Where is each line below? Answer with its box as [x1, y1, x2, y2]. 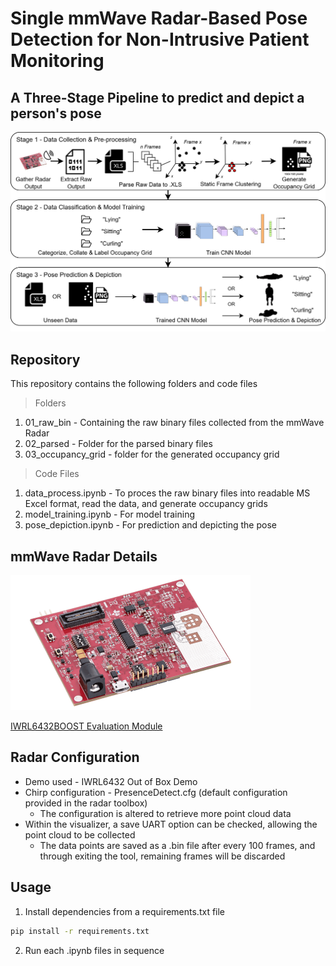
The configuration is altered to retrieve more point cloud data [39, 807, 292, 819]
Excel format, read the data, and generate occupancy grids [24, 498, 268, 510]
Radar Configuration [10, 749, 140, 766]
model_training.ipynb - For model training [24, 508, 195, 521]
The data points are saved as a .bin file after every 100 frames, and [39, 839, 316, 851]
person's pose [10, 105, 102, 122]
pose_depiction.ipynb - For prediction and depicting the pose [24, 519, 277, 531]
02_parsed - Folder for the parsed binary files [24, 438, 213, 450]
